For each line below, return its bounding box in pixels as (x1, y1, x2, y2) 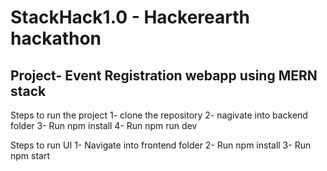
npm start (10, 150, 51, 161)
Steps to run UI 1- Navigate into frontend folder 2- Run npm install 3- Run (10, 139, 312, 151)
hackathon (10, 27, 102, 50)
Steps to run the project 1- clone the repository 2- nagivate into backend (10, 109, 308, 121)
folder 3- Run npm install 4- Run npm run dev (10, 120, 198, 131)
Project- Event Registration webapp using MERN (10, 67, 318, 84)
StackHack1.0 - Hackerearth (10, 6, 251, 29)
